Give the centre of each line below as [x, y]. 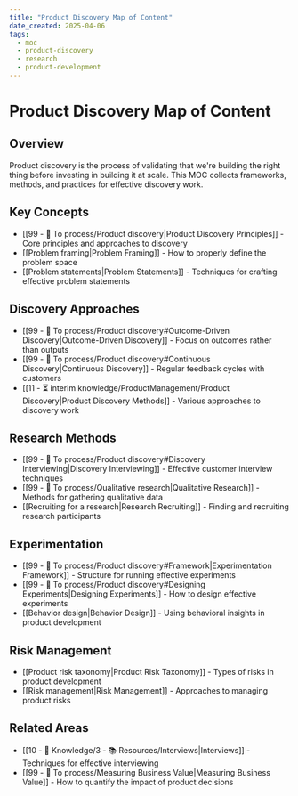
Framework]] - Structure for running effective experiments [129, 575]
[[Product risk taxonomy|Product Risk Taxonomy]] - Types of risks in [148, 671]
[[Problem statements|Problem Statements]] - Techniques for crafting [149, 272]
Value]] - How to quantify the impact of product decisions [128, 782]
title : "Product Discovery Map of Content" [91, 17]
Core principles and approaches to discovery [105, 243]
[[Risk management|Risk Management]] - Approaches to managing [145, 690]
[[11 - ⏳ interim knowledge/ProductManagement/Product [125, 387]
